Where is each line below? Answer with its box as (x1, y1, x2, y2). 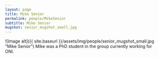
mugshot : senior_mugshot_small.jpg (5, 25, 77, 30)
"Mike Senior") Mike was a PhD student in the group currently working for (5, 43, 152, 49)
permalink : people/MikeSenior (5, 16, 66, 21)
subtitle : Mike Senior (5, 20, 51, 26)
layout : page (5, 7, 32, 12)
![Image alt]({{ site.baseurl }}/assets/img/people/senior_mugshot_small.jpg (5, 38, 154, 44)
